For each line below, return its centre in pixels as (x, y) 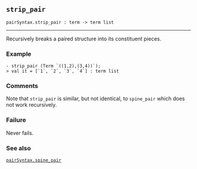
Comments (22, 86)
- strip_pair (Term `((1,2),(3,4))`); (53, 66)
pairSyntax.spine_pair (34, 160)
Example (19, 54)
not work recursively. (31, 105)
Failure (16, 120)
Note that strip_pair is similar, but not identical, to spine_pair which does (96, 99)
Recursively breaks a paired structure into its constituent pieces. (84, 39)
